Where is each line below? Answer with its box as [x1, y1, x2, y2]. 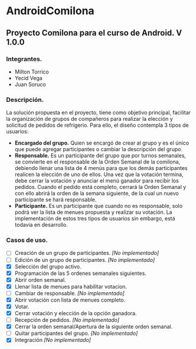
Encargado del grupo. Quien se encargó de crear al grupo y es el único [14, 139, 190, 146]
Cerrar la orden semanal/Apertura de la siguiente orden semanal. [14, 323, 173, 330]
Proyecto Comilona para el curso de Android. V [6, 28, 182, 38]
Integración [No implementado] [14, 337, 92, 344]
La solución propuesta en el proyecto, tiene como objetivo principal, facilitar [6, 109, 191, 116]
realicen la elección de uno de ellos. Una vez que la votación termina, [14, 171, 184, 178]
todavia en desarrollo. [14, 221, 68, 229]
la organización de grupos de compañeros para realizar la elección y [6, 116, 173, 123]
